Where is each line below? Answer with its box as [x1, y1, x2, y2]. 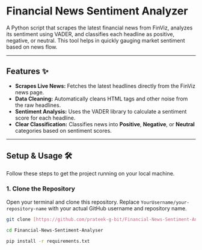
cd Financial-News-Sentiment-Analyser [6, 227, 103, 233]
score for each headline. [14, 114, 76, 121]
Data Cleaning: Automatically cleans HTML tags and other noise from [14, 95, 188, 102]
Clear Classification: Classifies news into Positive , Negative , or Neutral [14, 120, 195, 127]
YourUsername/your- [141, 200, 189, 206]
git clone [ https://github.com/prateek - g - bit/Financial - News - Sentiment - [6, 216, 192, 222]
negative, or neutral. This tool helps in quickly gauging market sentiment [6, 37, 185, 44]
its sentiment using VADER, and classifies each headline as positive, [6, 30, 175, 37]
